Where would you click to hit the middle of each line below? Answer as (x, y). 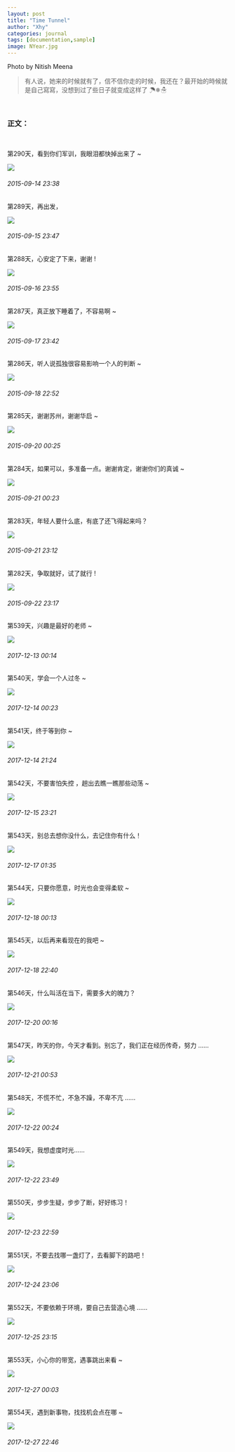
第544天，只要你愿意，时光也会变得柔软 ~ (68, 888)
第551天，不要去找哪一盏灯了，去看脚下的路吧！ (77, 1255)
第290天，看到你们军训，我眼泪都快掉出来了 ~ (74, 154)
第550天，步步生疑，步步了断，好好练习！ (68, 1202)
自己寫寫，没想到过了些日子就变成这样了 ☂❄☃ (99, 90)
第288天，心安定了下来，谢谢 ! (52, 258)
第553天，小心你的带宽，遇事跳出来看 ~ (65, 1360)
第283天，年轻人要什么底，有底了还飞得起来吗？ (78, 521)
